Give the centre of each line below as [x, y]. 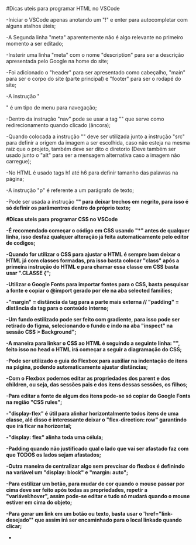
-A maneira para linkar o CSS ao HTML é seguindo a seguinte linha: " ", [93, 343]
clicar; [14, 526]
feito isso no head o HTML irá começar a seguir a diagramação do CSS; [94, 349]
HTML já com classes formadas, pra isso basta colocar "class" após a [93, 260]
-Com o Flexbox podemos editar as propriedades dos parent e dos [88, 378]
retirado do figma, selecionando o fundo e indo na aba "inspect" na [90, 325]
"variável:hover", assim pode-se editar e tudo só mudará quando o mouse [98, 496]
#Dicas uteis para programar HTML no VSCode [63, 8]
